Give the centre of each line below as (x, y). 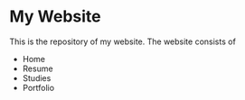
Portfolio (38, 87)
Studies (37, 77)
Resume (38, 68)
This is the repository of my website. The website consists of (123, 41)
